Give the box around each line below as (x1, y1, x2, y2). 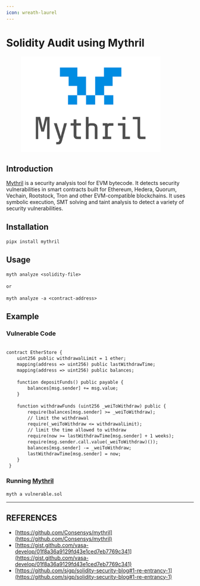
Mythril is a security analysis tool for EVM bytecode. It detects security (6, 180, 180, 187)
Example (6, 311, 39, 322)
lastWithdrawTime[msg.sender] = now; (27, 451, 121, 457)
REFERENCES (6, 513, 58, 523)
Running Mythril (6, 477, 54, 485)
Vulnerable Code (6, 329, 57, 338)
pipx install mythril (6, 239, 60, 245)
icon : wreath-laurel (6, 10, 58, 16)
